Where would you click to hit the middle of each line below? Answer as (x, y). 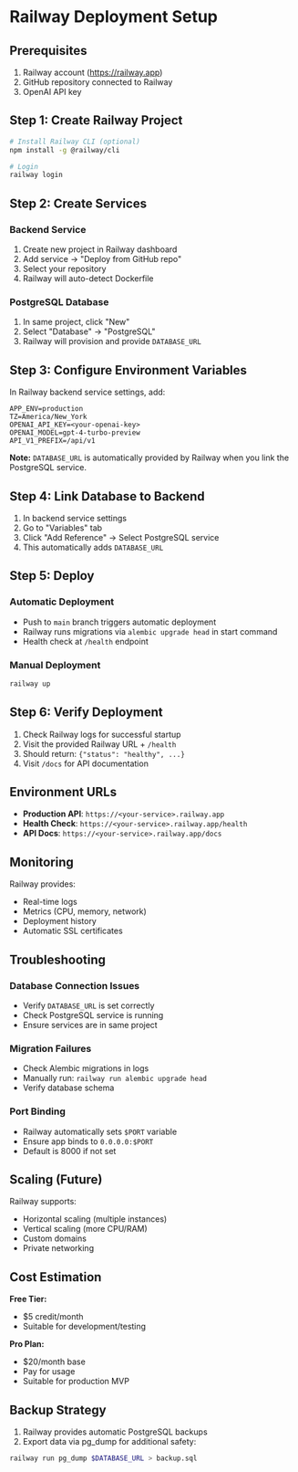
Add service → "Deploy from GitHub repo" (102, 259)
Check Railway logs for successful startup (102, 734)
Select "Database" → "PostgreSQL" (89, 331)
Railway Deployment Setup (114, 17)
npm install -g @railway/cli (65, 150)
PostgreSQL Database (59, 301)
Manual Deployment (55, 665)
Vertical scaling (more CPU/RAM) (85, 1229)
